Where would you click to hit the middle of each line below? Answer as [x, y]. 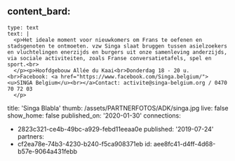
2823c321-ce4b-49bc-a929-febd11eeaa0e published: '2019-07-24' [115, 129]
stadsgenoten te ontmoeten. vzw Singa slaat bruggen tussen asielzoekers [117, 46]
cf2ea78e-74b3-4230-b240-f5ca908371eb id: [85, 143]
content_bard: [39, 12]
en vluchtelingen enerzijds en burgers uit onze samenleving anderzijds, [117, 52]
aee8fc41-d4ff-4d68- [184, 143]
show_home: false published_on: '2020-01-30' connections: [94, 115]
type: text [23, 27]
